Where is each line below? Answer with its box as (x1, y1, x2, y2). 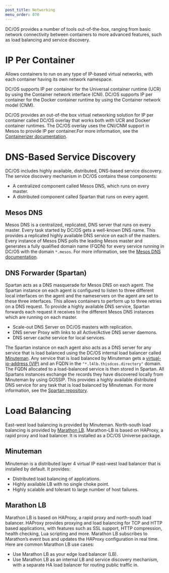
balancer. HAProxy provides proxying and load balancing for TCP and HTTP (5, 519, 163, 526)
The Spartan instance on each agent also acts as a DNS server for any (5, 344, 151, 350)
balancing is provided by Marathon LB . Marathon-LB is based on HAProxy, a (5, 427, 163, 433)
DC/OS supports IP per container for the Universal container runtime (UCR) (5, 86, 161, 92)
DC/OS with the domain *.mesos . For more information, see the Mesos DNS (5, 248, 161, 255)
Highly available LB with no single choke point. (12, 481, 109, 487)
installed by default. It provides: (5, 465, 71, 472)
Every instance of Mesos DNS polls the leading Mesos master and (5, 238, 143, 244)
